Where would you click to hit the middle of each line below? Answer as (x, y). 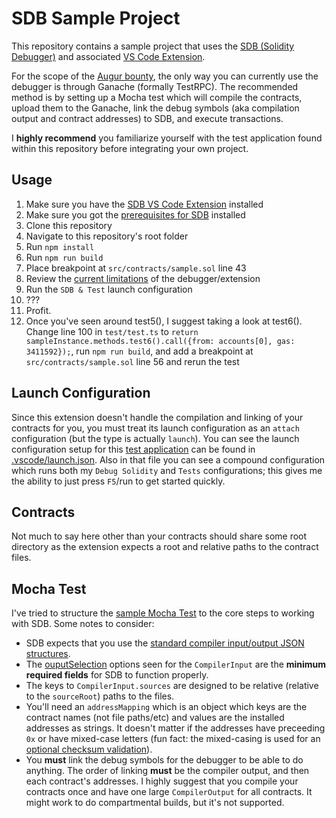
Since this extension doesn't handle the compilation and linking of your (157, 417)
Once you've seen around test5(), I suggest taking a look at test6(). (164, 321)
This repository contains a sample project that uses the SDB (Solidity (153, 46)
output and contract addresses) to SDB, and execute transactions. (147, 118)
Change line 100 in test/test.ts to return (112, 331)
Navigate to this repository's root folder (107, 236)
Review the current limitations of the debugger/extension (143, 278)
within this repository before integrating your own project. (130, 148)
